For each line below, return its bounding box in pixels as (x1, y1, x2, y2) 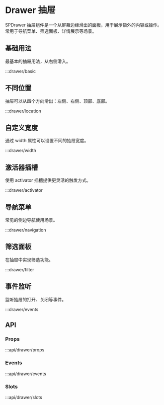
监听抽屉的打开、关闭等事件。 (5, 296, 66, 302)
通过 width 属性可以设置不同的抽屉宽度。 (5, 138, 89, 144)
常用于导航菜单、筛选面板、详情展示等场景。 (5, 28, 97, 34)
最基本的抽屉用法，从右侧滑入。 (5, 58, 71, 64)
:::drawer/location (5, 108, 41, 114)
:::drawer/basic (5, 68, 36, 74)
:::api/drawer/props (5, 347, 45, 353)
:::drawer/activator (5, 187, 43, 193)
